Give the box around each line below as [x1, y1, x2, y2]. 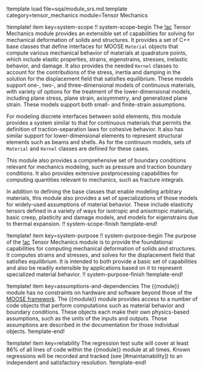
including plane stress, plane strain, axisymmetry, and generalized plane [6, 94, 188, 102]
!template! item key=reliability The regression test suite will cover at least [6, 340, 189, 346]
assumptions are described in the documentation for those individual [6, 322, 179, 328]
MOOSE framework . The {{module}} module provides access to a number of [6, 295, 198, 303]
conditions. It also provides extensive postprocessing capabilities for [6, 170, 178, 177]
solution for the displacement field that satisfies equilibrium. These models [6, 75, 194, 82]
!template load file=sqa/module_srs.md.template [6, 5, 128, 12]
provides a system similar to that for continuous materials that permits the [6, 119, 191, 126]
